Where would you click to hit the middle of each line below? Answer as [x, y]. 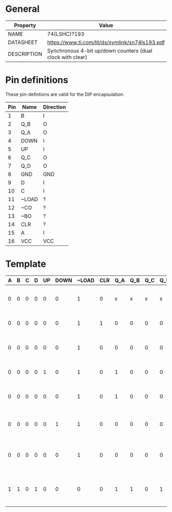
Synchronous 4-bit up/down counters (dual [100, 50]
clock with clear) [67, 57]
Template [26, 264]
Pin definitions [37, 80]
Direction [54, 107]
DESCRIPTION [25, 54]
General [23, 9]
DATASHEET [23, 42]
